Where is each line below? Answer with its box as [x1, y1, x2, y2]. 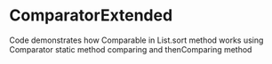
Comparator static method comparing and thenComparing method [9, 44, 252, 54]
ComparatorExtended [9, 5, 173, 26]
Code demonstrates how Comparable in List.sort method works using [9, 35, 264, 45]
